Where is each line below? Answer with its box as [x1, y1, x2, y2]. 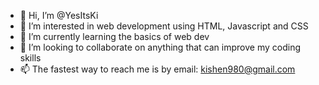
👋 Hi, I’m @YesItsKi [19, 10, 99, 21]
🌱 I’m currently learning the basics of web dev [19, 31, 210, 42]
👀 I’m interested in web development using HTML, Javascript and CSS [19, 20, 309, 32]
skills [19, 52, 42, 64]
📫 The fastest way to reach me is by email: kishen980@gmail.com [19, 63, 296, 75]
